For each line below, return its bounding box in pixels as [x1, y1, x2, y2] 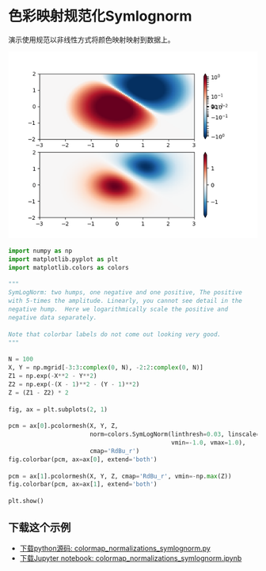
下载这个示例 [8, 521, 71, 535]
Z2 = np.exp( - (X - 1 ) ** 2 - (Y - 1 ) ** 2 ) [8, 380, 140, 388]
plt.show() [8, 497, 44, 505]
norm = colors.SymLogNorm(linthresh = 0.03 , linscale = [89, 430, 260, 439]
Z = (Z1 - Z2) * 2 [8, 388, 69, 396]
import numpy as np [8, 247, 73, 255]
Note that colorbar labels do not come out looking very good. [8, 330, 222, 338]
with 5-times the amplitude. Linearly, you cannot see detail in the [8, 297, 243, 305]
